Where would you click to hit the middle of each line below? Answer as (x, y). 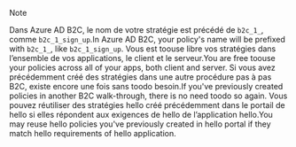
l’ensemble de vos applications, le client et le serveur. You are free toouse (143, 58)
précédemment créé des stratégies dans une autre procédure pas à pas (140, 77)
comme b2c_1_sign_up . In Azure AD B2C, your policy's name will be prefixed (148, 39)
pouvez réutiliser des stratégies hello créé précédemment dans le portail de (147, 105)
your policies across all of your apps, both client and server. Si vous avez (143, 67)
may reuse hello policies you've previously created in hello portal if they (140, 124)
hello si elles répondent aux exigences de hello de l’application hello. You (141, 115)
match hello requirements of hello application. (93, 133)
